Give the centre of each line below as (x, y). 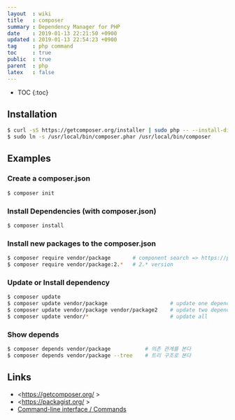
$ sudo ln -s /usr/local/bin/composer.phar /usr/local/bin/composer (109, 137)
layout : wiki (29, 14)
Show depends (33, 335)
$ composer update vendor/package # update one (108, 304)
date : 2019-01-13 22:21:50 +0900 (62, 33)
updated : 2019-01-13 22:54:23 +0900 (62, 40)
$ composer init (31, 193)
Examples (29, 159)
